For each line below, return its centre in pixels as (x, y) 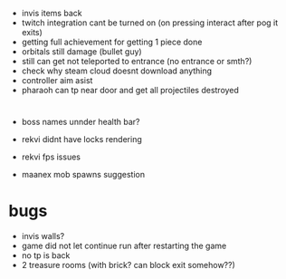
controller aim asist (57, 80)
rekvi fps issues (51, 157)
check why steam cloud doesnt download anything (117, 71)
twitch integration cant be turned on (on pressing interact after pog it (150, 23)
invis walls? (43, 236)
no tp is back (46, 255)
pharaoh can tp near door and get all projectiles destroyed (130, 90)
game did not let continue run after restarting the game (124, 246)
